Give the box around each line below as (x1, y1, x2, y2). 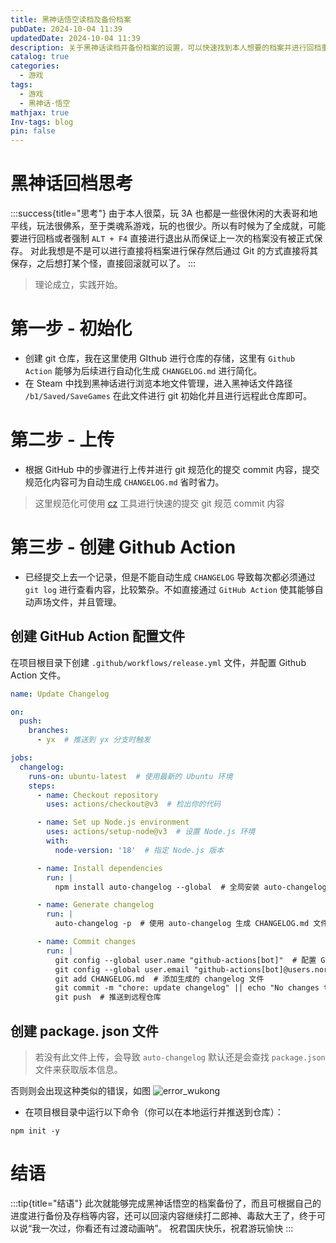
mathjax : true (10, 107, 70, 118)
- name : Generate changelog (36, 900, 155, 910)
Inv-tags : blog (10, 117, 74, 127)
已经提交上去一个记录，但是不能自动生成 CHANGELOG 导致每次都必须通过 (24, 571, 317, 583)
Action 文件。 (10, 669, 67, 681)
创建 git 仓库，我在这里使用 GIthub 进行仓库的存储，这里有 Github (24, 352, 296, 364)
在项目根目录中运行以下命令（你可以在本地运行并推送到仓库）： (24, 1106, 284, 1118)
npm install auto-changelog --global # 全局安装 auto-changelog (54, 882, 327, 892)
